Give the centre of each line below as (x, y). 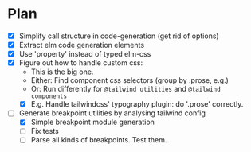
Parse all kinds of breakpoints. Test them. (99, 140)
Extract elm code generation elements (82, 45)
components (49, 96)
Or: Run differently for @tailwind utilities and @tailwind (125, 89)
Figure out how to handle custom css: (81, 63)
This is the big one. (62, 72)
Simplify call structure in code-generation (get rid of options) (119, 36)
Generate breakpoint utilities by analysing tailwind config (112, 113)
